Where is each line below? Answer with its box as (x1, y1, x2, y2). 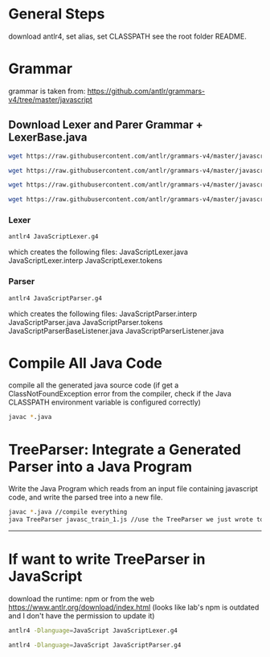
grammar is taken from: (8, 86, 86, 96)
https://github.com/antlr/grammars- (87, 86, 206, 96)
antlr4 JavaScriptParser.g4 (8, 294, 103, 302)
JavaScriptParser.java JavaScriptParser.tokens (8, 317, 163, 326)
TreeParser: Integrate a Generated (8, 440, 241, 458)
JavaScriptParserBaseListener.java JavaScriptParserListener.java (8, 326, 224, 335)
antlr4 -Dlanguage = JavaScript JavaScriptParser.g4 (8, 641, 182, 649)
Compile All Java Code (8, 354, 163, 372)
